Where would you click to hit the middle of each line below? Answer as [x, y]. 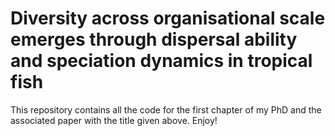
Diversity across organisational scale [168, 18]
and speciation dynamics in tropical [161, 61]
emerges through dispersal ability [154, 39]
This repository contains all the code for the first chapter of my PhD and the [166, 109]
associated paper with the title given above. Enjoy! [114, 120]
